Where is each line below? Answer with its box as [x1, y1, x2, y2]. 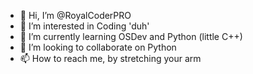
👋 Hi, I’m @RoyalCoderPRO [19, 10, 132, 21]
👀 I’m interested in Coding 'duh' [19, 20, 150, 32]
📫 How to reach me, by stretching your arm [19, 53, 202, 64]
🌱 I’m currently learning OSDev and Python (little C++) [19, 31, 243, 42]
